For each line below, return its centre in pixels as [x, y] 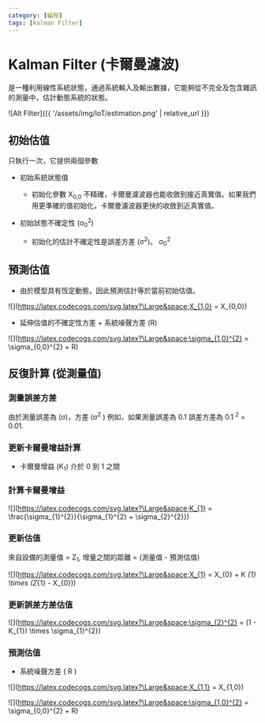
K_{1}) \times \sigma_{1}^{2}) [54, 631]
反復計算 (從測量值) [55, 373]
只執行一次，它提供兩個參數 [53, 161]
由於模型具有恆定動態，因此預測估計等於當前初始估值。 [109, 290]
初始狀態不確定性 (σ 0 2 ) [57, 223]
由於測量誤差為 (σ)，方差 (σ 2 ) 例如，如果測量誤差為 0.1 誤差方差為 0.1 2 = [127, 416]
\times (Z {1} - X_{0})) [42, 582]
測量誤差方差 [33, 398]
